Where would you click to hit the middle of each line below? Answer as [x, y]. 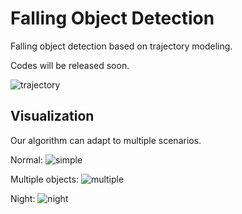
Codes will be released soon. [70, 65]
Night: [23, 198]
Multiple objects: [44, 179]
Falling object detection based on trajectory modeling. [121, 46]
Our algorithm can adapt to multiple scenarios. [106, 140]
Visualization [52, 116]
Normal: [26, 159]
